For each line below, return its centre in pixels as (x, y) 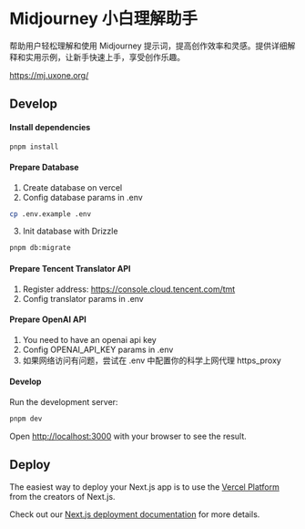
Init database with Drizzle (70, 231)
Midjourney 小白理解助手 (104, 19)
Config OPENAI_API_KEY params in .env (98, 349)
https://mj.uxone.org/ (49, 75)
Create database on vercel (72, 187)
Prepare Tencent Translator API (70, 268)
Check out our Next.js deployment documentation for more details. (135, 514)
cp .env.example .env (51, 214)
